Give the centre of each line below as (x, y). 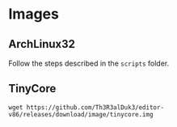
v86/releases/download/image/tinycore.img (81, 114)
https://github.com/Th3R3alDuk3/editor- (95, 107)
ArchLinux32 (42, 44)
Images (34, 14)
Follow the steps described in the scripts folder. (89, 63)
